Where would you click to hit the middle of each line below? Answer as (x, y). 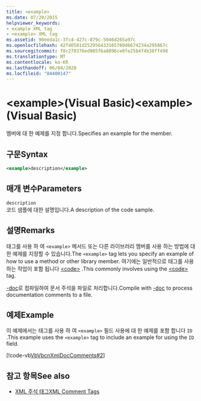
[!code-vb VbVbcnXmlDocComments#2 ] (56, 355)
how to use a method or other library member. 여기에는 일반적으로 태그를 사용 (100, 261)
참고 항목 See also (38, 376)
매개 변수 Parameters (44, 189)
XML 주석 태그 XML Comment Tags (57, 391)
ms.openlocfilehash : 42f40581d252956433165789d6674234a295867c (87, 46)
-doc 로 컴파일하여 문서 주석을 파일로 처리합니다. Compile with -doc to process (99, 288)
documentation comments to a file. (49, 294)
